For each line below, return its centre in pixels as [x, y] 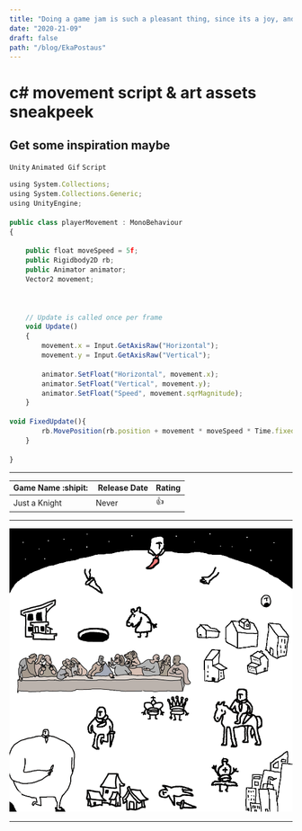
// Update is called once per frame [94, 317]
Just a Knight [38, 503]
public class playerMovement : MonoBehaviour [96, 222]
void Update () [52, 327]
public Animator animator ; [76, 270]
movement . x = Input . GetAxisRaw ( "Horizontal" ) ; [130, 346]
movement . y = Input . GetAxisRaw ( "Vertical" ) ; [126, 355]
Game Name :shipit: [50, 487]
